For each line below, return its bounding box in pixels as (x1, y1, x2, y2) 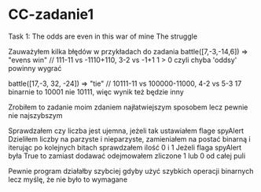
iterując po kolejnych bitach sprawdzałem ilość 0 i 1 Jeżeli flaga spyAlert (8, 142, 242, 152)
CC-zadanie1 (8, 6, 94, 24)
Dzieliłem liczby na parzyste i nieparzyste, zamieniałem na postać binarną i (8, 134, 251, 143)
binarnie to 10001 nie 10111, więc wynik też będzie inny (8, 87, 185, 96)
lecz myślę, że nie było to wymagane (8, 175, 128, 184)
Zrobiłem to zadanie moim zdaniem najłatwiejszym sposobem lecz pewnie (8, 102, 248, 112)
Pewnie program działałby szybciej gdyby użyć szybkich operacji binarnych (8, 166, 254, 175)
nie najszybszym (8, 110, 63, 120)
